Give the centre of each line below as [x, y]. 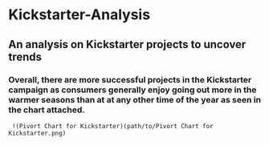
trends [25, 56]
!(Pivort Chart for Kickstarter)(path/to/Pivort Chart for [113, 126]
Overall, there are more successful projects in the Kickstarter [130, 79]
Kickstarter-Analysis [79, 15]
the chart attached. [47, 110]
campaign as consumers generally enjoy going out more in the [132, 90]
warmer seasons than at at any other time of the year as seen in [135, 99]
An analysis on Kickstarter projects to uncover [127, 44]
